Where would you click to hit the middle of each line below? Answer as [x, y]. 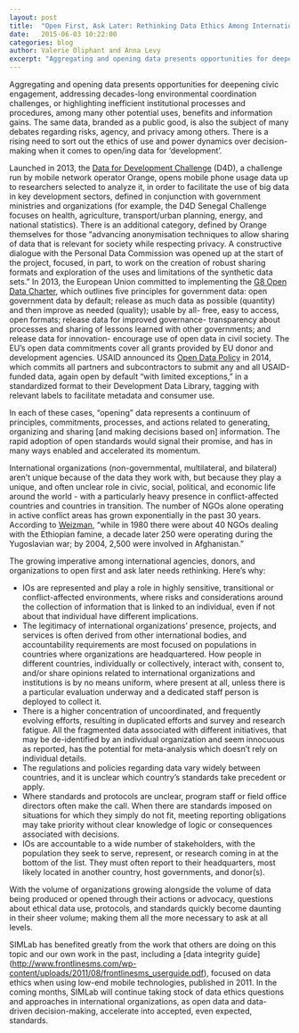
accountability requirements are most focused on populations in [139, 645]
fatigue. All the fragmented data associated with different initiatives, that [154, 730]
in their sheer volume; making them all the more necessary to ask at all [139, 918]
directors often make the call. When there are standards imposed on [147, 806]
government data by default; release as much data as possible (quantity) [142, 301]
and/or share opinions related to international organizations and [138, 673]
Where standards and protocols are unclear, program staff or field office [154, 796]
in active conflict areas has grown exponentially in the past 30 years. [135, 515]
